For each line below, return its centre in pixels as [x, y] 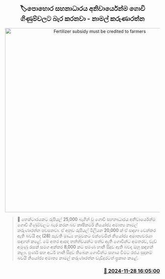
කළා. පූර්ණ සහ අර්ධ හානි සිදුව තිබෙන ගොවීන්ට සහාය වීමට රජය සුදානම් [84, 252]
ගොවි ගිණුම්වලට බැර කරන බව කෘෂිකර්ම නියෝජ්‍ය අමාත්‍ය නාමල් [77, 224]
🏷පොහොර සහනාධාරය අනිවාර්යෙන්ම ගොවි [82, 9]
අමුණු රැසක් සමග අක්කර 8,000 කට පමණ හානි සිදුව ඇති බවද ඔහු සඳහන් [85, 247]
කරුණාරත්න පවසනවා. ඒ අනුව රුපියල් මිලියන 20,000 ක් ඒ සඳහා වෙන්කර [86, 230]
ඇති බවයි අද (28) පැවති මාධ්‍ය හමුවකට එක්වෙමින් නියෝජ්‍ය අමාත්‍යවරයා [85, 236]
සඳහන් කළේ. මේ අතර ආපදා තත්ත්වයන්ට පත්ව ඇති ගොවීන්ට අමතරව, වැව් [87, 241]
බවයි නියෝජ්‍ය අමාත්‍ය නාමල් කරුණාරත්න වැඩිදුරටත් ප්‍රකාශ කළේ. [78, 258]
